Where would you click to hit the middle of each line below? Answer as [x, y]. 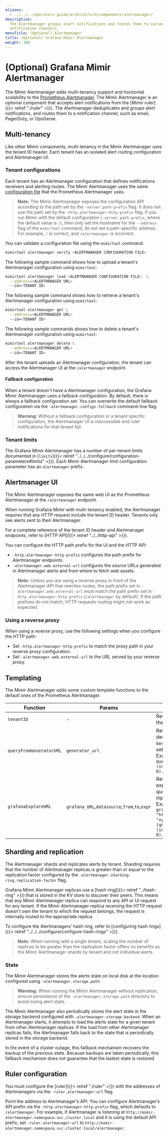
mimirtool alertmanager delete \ [40, 343]
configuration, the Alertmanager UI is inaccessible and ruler [79, 421]
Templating [23, 678]
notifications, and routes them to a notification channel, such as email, [77, 113]
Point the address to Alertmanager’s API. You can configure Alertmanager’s [82, 1101]
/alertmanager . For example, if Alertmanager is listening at [65, 1112]
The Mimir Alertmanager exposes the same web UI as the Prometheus [77, 494]
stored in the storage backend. [37, 1038]
